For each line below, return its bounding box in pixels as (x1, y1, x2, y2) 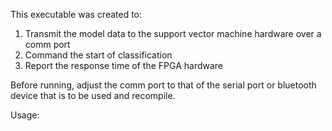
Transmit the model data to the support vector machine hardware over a (24, 28, 322, 39)
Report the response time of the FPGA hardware (24, 60, 224, 71)
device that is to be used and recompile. (10, 90, 176, 101)
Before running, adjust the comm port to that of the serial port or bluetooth (10, 79, 317, 91)
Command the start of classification (24, 49, 173, 61)
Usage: (10, 109, 40, 121)
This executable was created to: (10, 9, 143, 20)
